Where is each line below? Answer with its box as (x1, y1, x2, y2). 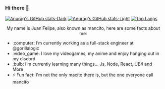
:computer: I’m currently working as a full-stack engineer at (12, 40, 134, 46)
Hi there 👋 (5, 4, 30, 11)
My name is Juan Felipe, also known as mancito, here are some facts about (6, 25, 160, 31)
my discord (12, 56, 36, 62)
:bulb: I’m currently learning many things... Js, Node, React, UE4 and (12, 61, 153, 67)
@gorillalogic (12, 45, 40, 51)
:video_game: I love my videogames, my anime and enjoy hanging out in (12, 50, 160, 56)
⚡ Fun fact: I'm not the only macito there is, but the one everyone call (12, 72, 154, 78)
